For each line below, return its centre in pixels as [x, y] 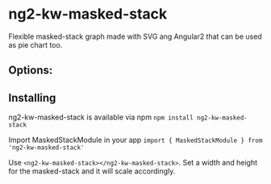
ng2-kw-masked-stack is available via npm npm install [101, 117]
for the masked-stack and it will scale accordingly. [92, 171]
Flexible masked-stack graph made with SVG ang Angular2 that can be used [135, 36]
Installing [32, 98]
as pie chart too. [35, 44]
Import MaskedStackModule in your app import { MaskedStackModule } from [135, 140]
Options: [31, 71]
